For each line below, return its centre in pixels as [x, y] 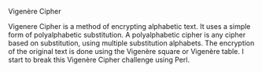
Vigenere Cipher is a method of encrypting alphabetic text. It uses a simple [129, 26]
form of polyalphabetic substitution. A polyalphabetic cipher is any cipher [127, 35]
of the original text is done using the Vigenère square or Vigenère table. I [126, 51]
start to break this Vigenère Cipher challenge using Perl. [99, 59]
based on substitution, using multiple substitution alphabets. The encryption [131, 43]
